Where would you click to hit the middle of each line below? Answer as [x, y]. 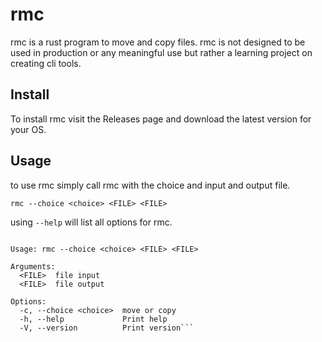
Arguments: [33, 266]
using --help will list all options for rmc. [91, 222]
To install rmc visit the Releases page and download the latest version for [161, 119]
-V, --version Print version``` [107, 328]
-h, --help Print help [93, 319]
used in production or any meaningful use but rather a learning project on [161, 52]
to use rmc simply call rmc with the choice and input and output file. [150, 185]
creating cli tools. [46, 63]
